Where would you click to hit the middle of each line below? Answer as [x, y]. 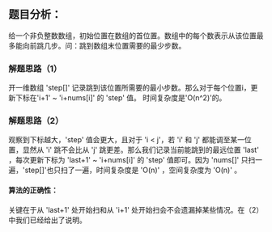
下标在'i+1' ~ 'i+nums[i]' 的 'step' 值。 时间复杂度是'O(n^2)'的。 [121, 98]
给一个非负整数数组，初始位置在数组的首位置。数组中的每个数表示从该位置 [132, 36]
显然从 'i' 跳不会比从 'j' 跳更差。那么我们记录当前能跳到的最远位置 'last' [140, 150]
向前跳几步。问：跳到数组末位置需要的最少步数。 [104, 45]
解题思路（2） [36, 121]
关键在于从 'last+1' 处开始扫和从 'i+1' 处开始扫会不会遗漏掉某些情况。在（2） [136, 209]
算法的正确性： [33, 190]
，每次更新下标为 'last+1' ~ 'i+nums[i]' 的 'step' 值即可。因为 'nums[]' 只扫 [132, 160]
